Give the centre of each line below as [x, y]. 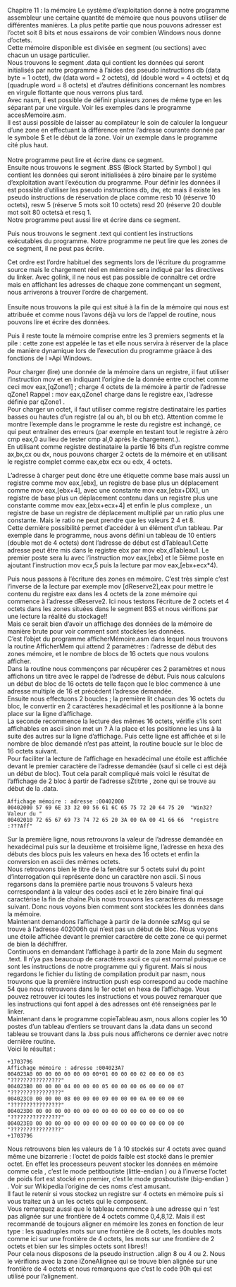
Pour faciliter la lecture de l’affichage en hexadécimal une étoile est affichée [117, 758]
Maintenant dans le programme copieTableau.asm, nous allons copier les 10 [117, 1019]
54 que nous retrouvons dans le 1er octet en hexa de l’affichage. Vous [108, 989]
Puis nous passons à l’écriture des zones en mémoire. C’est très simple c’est [118, 579]
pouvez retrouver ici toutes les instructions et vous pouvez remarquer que [115, 996]
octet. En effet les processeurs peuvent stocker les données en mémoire [113, 1164]
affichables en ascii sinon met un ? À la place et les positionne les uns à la [114, 728]
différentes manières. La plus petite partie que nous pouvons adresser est [114, 25]
